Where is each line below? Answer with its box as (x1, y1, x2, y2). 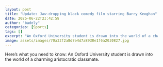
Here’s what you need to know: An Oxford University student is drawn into (5, 51, 153, 57)
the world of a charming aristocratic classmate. (5, 56, 99, 62)
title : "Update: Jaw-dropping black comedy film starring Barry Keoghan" (5, 11, 158, 16)
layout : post (5, 7, 32, 12)
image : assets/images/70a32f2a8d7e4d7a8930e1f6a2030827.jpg (5, 38, 130, 43)
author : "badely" (5, 20, 40, 25)
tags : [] (5, 29, 23, 34)
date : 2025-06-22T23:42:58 (5, 16, 60, 21)
